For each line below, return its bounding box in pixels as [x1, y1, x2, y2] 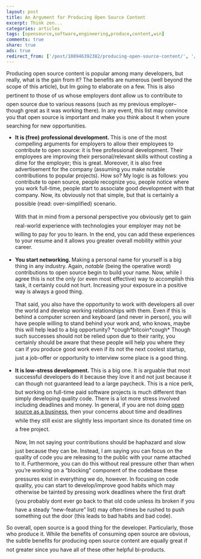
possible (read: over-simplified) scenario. [14, 200, 117, 207]
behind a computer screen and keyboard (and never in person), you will [14, 313, 191, 320]
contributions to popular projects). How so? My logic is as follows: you [14, 172, 188, 179]
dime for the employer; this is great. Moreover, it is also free [14, 159, 163, 166]
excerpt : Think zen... [6, 20, 63, 26]
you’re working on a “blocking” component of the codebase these [14, 466, 178, 473]
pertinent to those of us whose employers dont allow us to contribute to [6, 92, 183, 99]
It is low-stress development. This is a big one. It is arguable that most [14, 366, 190, 374]
